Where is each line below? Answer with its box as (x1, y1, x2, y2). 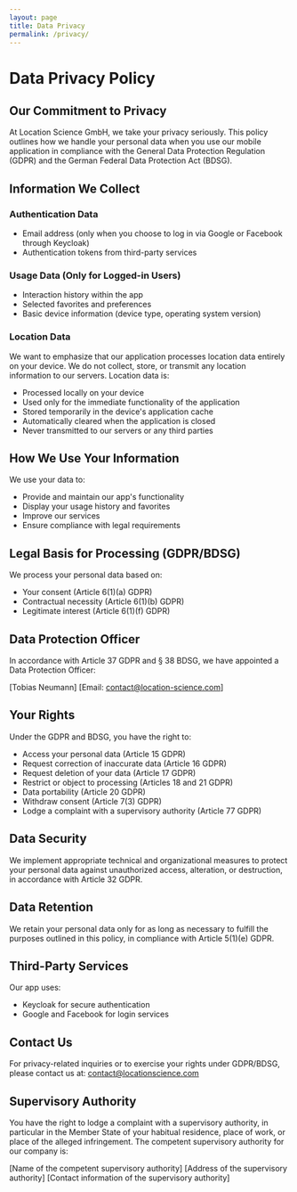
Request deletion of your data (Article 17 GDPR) (21, 767, 197, 778)
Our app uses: (9, 982, 61, 993)
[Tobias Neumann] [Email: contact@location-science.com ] (9, 682, 224, 693)
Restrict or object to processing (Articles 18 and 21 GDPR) (21, 777, 234, 788)
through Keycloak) (21, 238, 91, 249)
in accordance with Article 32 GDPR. (9, 874, 143, 885)
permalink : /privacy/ (9, 29, 90, 38)
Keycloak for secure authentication (21, 1000, 150, 1010)
